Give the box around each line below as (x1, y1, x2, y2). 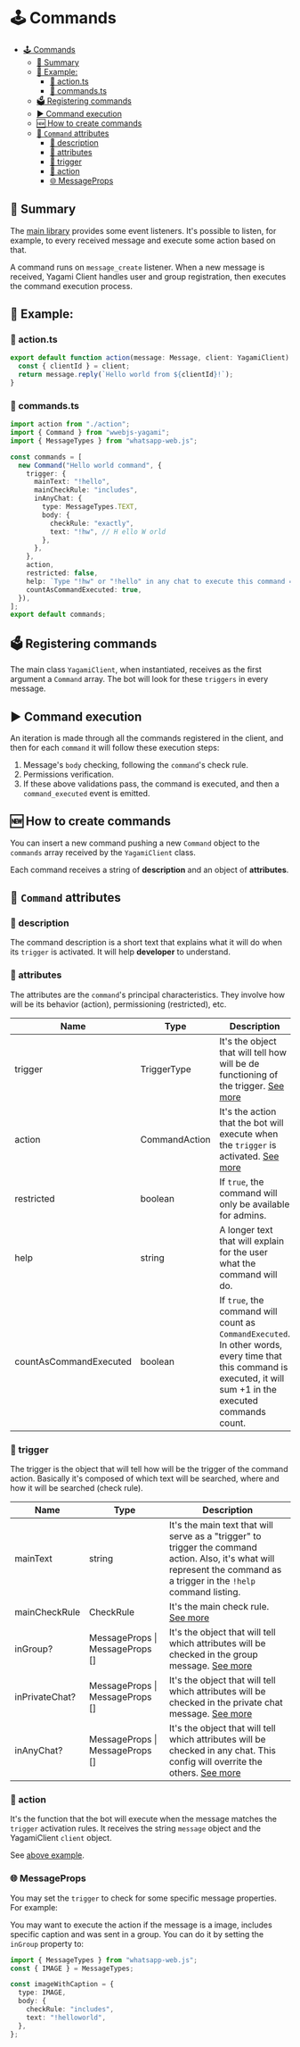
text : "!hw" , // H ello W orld (49, 527, 166, 537)
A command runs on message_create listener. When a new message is (10, 262, 265, 272)
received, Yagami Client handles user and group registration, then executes (10, 270, 287, 282)
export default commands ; (10, 610, 106, 620)
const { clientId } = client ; (18, 362, 130, 371)
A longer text (218, 1223, 273, 1236)
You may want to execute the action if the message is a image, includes (10, 1919, 272, 1930)
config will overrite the (168, 1756, 264, 1768)
